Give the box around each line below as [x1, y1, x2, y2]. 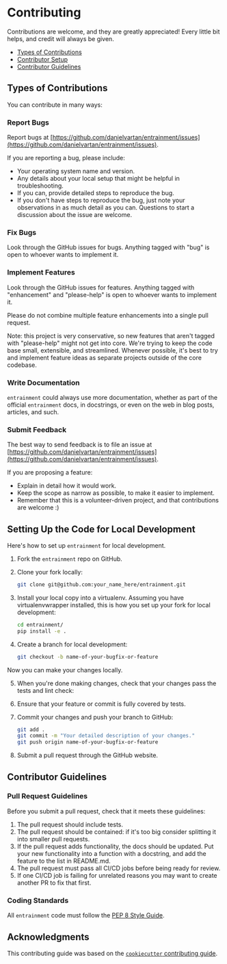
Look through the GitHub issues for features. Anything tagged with [7, 283, 195, 292]
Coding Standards [7, 896, 69, 905]
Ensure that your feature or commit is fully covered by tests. [16, 700, 186, 708]
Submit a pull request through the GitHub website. [16, 751, 159, 759]
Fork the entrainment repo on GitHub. [16, 555, 123, 563]
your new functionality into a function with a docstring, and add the [16, 849, 206, 857]
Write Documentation [7, 378, 80, 388]
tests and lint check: [16, 686, 74, 694]
